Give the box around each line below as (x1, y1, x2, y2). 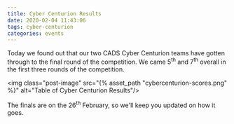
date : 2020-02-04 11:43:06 (7, 17, 86, 24)
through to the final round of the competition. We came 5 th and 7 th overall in (7, 57, 226, 66)
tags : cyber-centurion (7, 23, 74, 30)
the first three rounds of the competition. (7, 64, 125, 74)
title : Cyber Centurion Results (7, 10, 102, 18)
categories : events (7, 29, 64, 37)
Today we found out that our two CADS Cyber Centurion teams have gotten (7, 49, 226, 57)
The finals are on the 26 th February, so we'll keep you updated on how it (7, 99, 216, 109)
